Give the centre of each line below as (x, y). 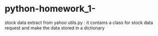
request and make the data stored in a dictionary (55, 27)
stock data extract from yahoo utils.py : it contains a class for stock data (79, 22)
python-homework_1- (50, 9)
